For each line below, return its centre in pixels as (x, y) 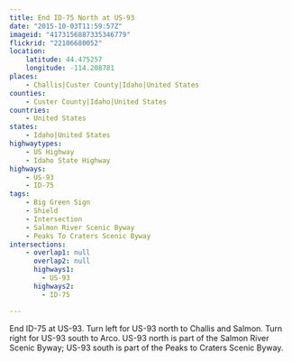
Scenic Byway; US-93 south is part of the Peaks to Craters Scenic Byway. (146, 348)
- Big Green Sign (58, 203)
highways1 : (54, 270)
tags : (19, 194)
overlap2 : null (62, 261)
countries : (30, 110)
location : (28, 51)
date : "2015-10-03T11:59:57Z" (66, 26)
